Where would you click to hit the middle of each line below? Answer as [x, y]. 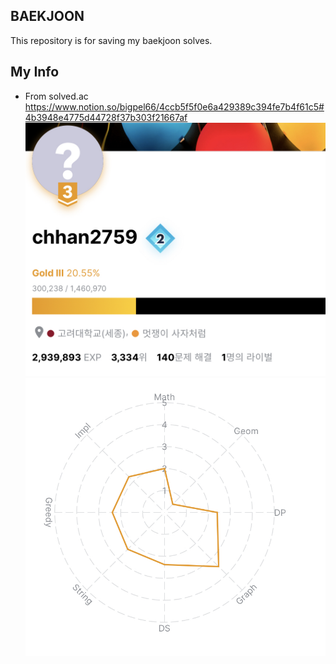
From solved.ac [56, 96]
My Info [35, 72]
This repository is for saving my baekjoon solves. [111, 40]
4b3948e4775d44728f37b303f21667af [106, 117]
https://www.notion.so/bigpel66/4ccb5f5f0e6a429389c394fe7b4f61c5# [174, 106]
